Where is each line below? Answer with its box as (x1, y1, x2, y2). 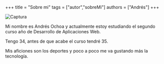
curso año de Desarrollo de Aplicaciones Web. (5, 29, 101, 34)
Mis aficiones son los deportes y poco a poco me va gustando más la (5, 48, 148, 54)
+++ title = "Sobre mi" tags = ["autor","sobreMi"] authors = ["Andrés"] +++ (5, 4, 159, 10)
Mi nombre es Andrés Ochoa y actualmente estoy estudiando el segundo (5, 23, 155, 29)
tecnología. (5, 53, 28, 59)
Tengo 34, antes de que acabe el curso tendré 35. (5, 38, 108, 44)
